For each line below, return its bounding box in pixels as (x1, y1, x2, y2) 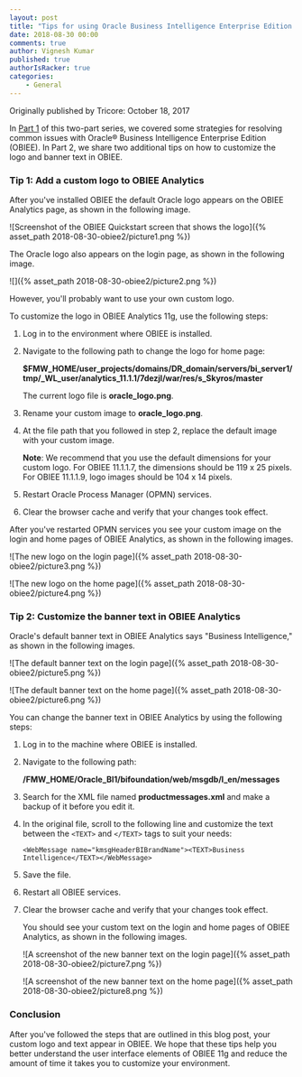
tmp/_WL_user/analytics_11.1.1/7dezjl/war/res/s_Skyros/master (22, 372, 263, 384)
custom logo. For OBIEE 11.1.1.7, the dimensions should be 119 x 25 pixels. (22, 461, 293, 472)
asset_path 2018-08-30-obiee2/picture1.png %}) (9, 231, 191, 242)
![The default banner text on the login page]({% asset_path (9, 658, 229, 669)
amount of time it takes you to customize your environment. (9, 1057, 231, 1068)
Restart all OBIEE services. (22, 887, 122, 898)
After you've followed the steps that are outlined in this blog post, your (9, 1028, 270, 1039)
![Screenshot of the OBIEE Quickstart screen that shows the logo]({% (9, 221, 267, 232)
